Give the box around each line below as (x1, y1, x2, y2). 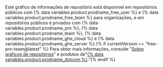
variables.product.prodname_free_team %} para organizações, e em (5, 15, 144, 20)
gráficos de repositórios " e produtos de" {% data (5, 51, 104, 57)
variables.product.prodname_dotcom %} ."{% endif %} (5, 57, 116, 62)
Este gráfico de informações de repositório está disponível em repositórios (5, 4, 157, 10)
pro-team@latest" (5, 46, 42, 52)
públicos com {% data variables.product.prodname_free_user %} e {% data (5, 9, 159, 15)
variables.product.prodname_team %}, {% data (5, 31, 101, 36)
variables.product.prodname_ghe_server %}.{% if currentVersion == (5, 41, 145, 46)
